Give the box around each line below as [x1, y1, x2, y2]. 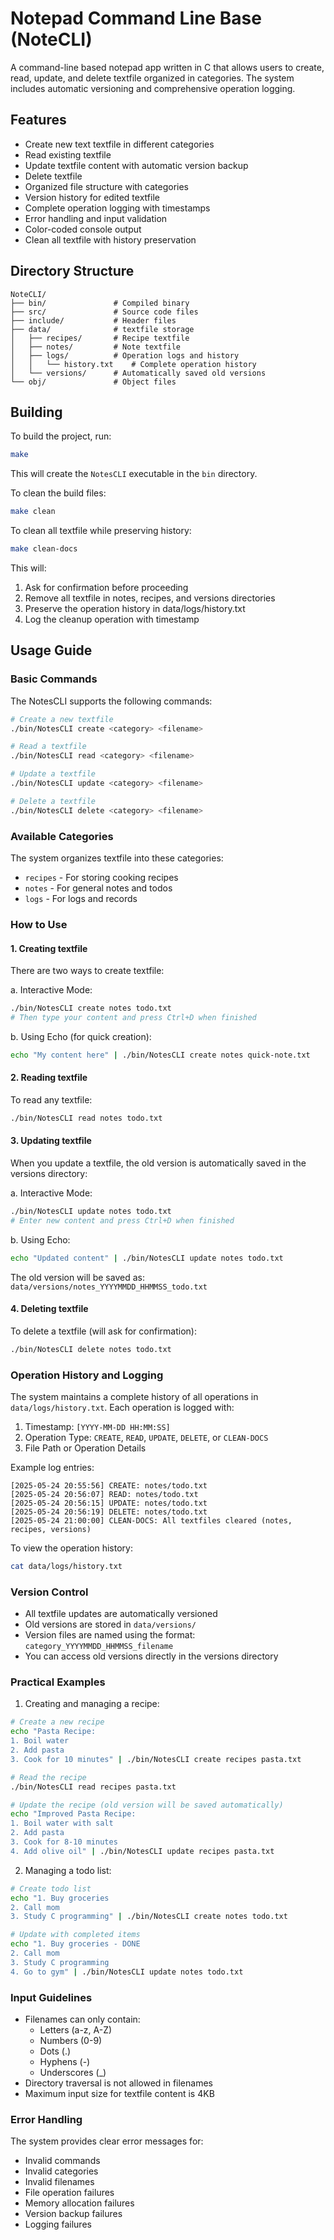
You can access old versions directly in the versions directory [24, 1650, 279, 1662]
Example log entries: [10, 1462, 95, 1474]
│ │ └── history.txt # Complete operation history [10, 359, 257, 369]
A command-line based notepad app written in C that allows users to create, [10, 61, 325, 73]
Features [10, 112, 67, 129]
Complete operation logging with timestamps [24, 202, 211, 214]
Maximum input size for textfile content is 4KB [24, 2088, 215, 2100]
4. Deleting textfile [10, 1303, 89, 1315]
